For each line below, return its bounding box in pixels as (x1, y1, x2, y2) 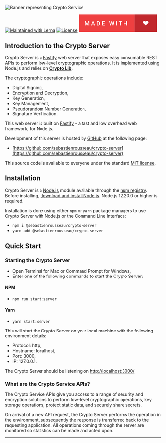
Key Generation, (12, 95, 45, 101)
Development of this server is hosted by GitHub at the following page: (5, 135, 147, 141)
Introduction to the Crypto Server (5, 42, 110, 50)
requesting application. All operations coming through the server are (5, 422, 144, 428)
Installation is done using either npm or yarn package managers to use (5, 207, 146, 213)
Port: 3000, (12, 353, 36, 359)
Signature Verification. (12, 111, 58, 116)
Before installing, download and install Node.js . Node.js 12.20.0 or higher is (5, 192, 158, 198)
